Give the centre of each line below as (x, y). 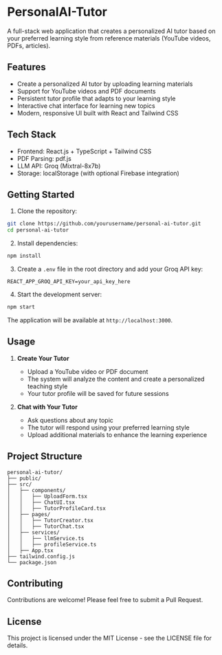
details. (18, 645)
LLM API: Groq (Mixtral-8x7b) (59, 166)
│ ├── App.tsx (30, 551)
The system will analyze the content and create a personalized (116, 379)
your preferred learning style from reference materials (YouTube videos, (109, 38)
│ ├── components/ (37, 490)
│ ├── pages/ (29, 514)
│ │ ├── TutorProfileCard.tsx (57, 508)
